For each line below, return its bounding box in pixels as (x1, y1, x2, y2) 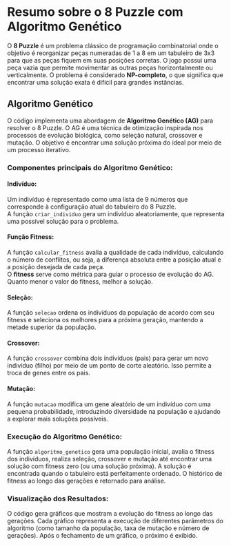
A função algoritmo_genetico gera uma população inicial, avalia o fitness (7, 447, 215, 455)
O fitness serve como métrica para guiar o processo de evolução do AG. (7, 270, 214, 279)
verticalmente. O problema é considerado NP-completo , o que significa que (7, 70, 223, 79)
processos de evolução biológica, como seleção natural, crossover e (7, 131, 203, 139)
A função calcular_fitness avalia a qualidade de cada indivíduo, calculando (7, 249, 224, 257)
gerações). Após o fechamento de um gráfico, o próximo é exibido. (7, 532, 198, 540)
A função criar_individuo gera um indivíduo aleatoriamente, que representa (7, 209, 225, 218)
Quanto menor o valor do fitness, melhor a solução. (7, 277, 153, 286)
